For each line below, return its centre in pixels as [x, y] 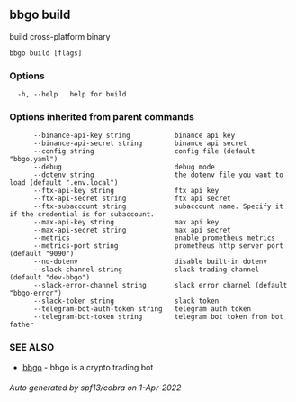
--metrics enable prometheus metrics [154, 238]
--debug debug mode [124, 167]
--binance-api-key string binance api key [134, 136]
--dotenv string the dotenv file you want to [158, 175]
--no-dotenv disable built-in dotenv [150, 262]
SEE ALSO [32, 348]
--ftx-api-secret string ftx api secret [132, 199]
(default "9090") [42, 254]
